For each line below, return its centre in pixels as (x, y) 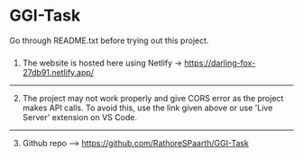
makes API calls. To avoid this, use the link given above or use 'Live (147, 108)
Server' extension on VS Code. (80, 117)
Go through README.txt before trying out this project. (109, 40)
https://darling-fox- (220, 63)
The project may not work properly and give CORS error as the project (153, 98)
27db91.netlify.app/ (58, 72)
